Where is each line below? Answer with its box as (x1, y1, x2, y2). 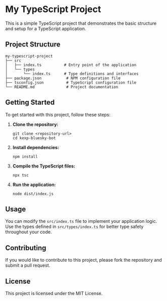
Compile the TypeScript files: (12, 163, 76, 169)
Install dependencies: (12, 144, 60, 150)
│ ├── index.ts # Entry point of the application (5, 62, 137, 68)
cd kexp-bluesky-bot (12, 135, 56, 141)
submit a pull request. (5, 262, 50, 268)
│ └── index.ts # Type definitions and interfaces (5, 71, 139, 76)
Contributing (5, 244, 46, 252)
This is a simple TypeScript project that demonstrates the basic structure (5, 20, 157, 26)
